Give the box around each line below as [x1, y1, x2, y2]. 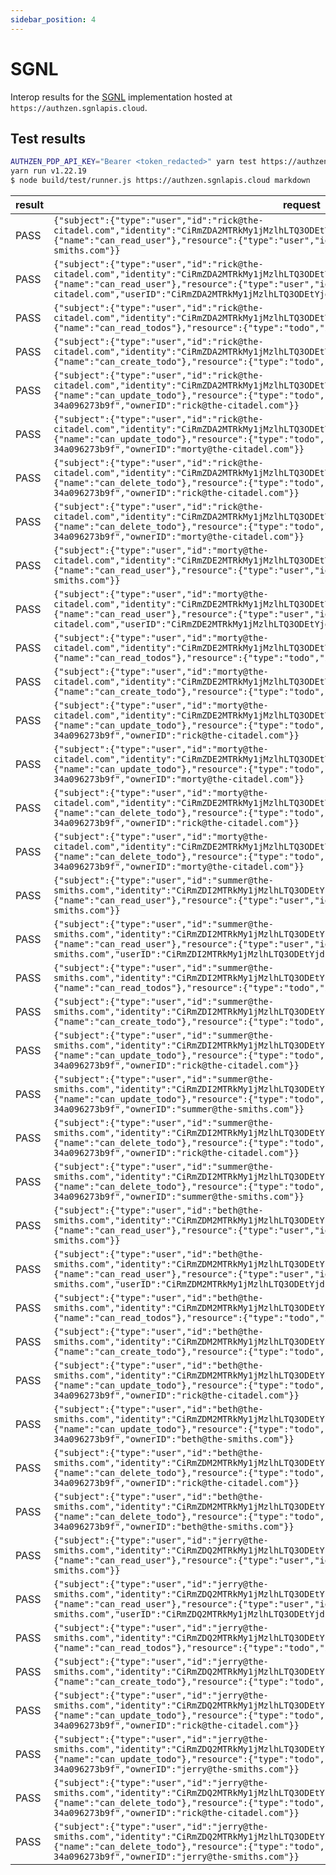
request [282, 198, 321, 211]
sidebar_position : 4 [10, 14, 97, 25]
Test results [10, 130, 86, 147]
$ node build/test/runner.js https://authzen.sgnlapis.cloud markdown [10, 176, 311, 186]
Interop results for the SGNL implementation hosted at [10, 91, 233, 103]
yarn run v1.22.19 [10, 166, 87, 176]
